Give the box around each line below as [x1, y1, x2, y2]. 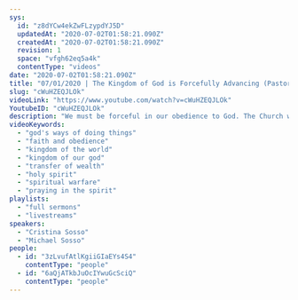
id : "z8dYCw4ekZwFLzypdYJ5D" [17, 21, 125, 30]
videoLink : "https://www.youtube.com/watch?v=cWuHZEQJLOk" [9, 95, 232, 105]
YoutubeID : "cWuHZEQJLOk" [9, 104, 105, 113]
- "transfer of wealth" [17, 162, 105, 170]
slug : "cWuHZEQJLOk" [9, 87, 86, 96]
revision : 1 [17, 46, 62, 55]
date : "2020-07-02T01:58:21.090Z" [9, 71, 137, 80]
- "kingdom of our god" [17, 153, 105, 162]
